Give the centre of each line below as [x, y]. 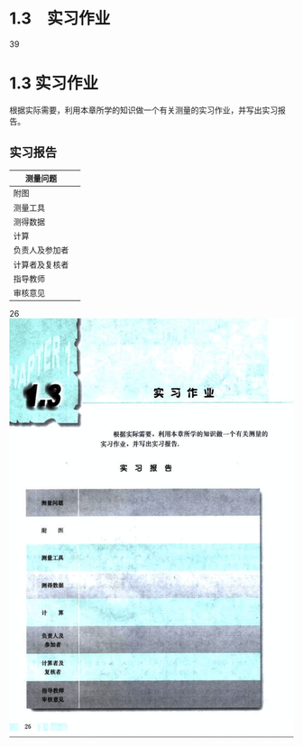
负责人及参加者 [41, 250]
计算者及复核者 [41, 264]
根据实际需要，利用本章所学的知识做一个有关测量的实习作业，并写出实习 [143, 110]
